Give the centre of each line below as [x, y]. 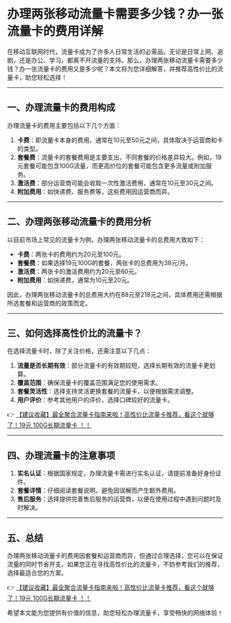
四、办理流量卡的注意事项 [61, 455]
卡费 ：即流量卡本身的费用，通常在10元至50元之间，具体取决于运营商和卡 [120, 140]
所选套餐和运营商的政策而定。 [49, 303]
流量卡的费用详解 [56, 31]
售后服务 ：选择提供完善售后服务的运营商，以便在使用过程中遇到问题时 [116, 499]
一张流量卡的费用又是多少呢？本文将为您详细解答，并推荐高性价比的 [121, 69]
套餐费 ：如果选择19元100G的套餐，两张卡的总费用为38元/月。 [104, 262]
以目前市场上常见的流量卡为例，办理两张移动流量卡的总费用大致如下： [106, 239]
